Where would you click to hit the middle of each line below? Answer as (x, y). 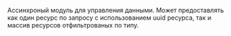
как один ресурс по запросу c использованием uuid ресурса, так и (109, 18)
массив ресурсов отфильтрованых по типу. (73, 25)
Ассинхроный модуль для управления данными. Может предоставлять (116, 10)
